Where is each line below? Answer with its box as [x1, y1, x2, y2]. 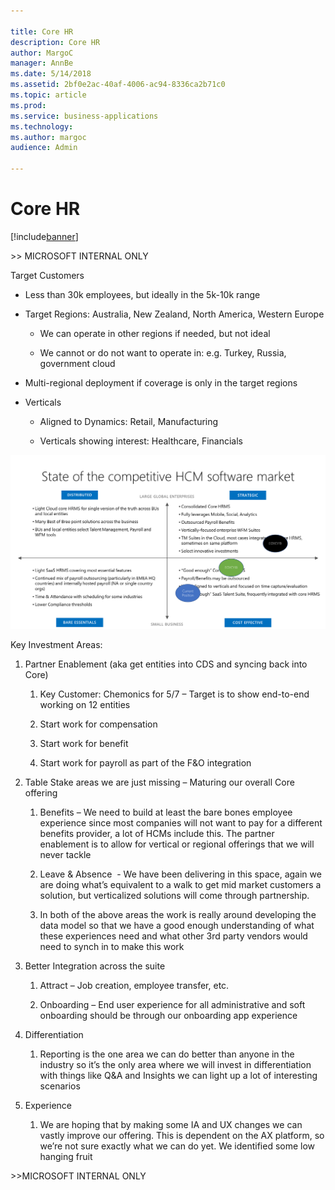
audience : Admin [10, 143, 78, 153]
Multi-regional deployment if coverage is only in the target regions [24, 376, 298, 389]
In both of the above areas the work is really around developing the [39, 909, 317, 921]
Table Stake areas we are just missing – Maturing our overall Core [24, 776, 295, 789]
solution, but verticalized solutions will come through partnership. [39, 890, 310, 902]
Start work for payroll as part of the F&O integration [39, 757, 252, 769]
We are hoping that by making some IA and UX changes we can [39, 1119, 303, 1131]
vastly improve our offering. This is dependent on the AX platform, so [39, 1130, 325, 1142]
